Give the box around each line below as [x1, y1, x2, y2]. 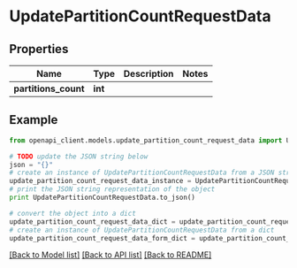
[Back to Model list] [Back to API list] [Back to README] [9, 249, 212, 260]
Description [123, 68, 174, 80]
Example [9, 112, 58, 127]
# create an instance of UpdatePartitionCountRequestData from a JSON [9, 168, 275, 178]
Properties [9, 42, 69, 57]
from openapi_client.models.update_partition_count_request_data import [9, 135, 283, 145]
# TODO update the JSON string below [9, 152, 148, 161]
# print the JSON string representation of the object [9, 185, 216, 194]
